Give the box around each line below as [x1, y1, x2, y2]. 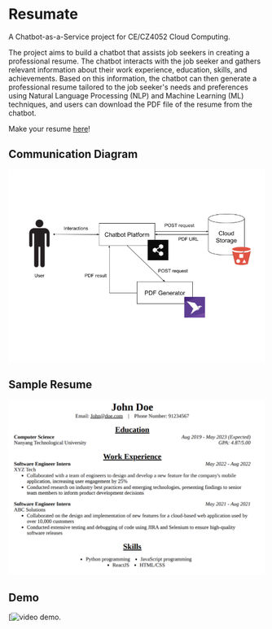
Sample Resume [8, 378, 93, 391]
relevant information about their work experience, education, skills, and [8, 64, 248, 74]
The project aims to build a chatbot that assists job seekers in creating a [8, 47, 250, 57]
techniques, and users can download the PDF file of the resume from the [8, 99, 252, 109]
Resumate [8, 5, 79, 24]
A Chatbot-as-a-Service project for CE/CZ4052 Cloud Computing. [8, 32, 230, 41]
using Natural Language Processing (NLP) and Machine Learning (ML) [8, 90, 244, 100]
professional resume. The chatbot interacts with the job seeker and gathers [8, 56, 261, 66]
